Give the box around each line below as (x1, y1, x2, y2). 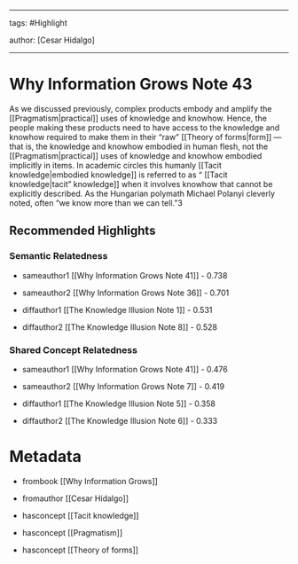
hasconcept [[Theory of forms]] (21, 544, 139, 555)
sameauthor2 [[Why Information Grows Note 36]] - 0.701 (21, 287, 230, 298)
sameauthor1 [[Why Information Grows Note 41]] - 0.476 (21, 364, 229, 374)
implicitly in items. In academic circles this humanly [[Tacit (9, 160, 222, 170)
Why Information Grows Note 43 (9, 74, 253, 94)
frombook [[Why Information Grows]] (21, 475, 158, 486)
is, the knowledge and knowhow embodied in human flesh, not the (25, 141, 269, 152)
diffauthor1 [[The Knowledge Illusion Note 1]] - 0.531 (21, 304, 213, 315)
